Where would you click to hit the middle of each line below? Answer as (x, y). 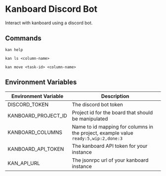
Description (115, 96)
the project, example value (103, 133)
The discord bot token (98, 104)
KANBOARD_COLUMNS (35, 132)
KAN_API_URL (24, 163)
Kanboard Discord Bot (51, 9)
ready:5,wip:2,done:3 (97, 138)
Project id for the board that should (112, 112)
